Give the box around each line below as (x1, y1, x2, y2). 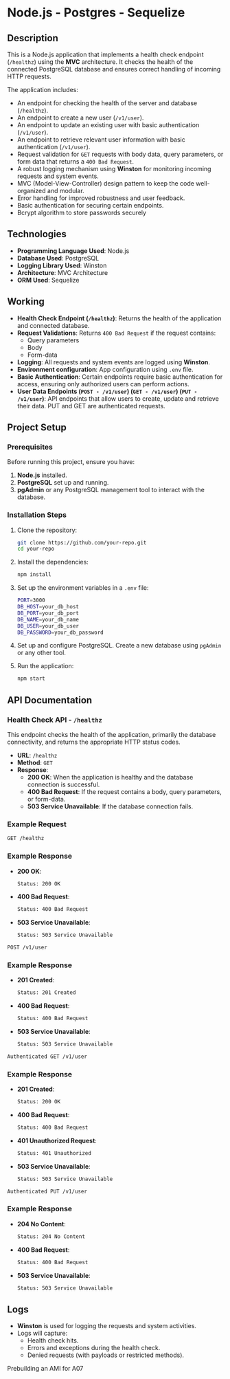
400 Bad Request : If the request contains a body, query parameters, (27, 788, 222, 796)
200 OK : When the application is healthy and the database (27, 773, 194, 782)
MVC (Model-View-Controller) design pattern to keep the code (16, 179, 194, 187)
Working (7, 296, 45, 307)
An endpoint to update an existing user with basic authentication (16, 121, 200, 129)
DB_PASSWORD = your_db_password (16, 629, 104, 636)
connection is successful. (27, 780, 100, 788)
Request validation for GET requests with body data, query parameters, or (16, 150, 224, 158)
